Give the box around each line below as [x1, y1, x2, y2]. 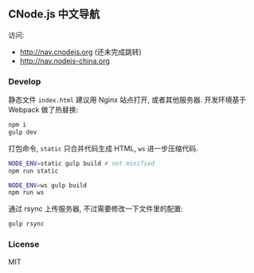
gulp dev [8, 128, 37, 136]
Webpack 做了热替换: [8, 105, 79, 115]
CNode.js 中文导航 [8, 7, 100, 21]
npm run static [8, 166, 59, 175]
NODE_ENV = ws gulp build [8, 181, 88, 189]
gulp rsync [8, 220, 45, 228]
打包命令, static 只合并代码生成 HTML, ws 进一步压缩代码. [8, 143, 199, 153]
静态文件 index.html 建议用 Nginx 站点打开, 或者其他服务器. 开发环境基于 [8, 95, 247, 105]
